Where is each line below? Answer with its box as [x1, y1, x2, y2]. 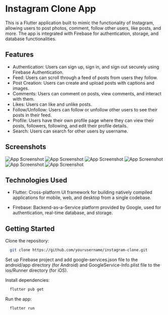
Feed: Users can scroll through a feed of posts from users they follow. [12, 74, 158, 81]
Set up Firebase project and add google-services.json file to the [5, 257, 138, 263]
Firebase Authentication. [12, 69, 64, 75]
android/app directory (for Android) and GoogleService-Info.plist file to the [5, 262, 160, 268]
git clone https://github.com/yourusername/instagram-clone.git [10, 247, 148, 253]
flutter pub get [10, 287, 44, 292]
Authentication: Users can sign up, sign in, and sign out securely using [12, 64, 159, 70]
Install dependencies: [5, 277, 50, 283]
